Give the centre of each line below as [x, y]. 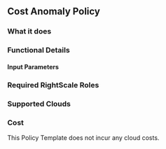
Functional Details [39, 50]
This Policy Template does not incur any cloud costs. [83, 137]
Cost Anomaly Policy [54, 12]
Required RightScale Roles [53, 85]
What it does [29, 31]
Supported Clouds [39, 104]
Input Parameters [33, 66]
